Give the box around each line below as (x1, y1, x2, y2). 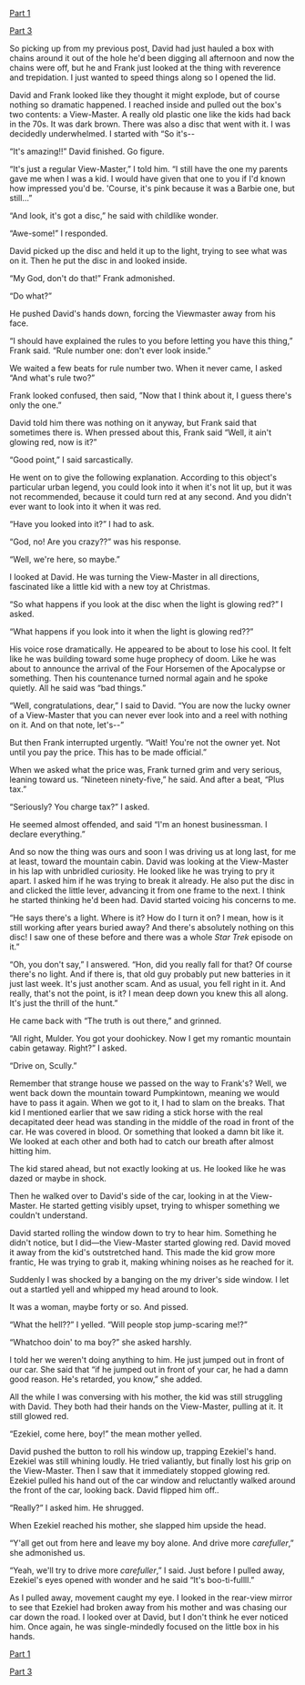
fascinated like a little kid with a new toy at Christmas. (9, 582, 211, 592)
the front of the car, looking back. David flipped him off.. (9, 1485, 220, 1496)
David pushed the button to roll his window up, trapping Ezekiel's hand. (9, 1446, 277, 1457)
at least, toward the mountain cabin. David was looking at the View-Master (9, 856, 289, 867)
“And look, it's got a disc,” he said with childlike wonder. (9, 210, 219, 221)
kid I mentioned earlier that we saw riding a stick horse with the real (9, 1107, 264, 1118)
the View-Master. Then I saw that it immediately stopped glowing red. (9, 1466, 270, 1476)
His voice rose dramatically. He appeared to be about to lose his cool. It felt (9, 644, 291, 655)
